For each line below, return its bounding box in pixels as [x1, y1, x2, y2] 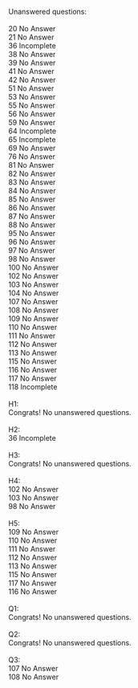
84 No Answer [8, 186, 56, 195]
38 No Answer [8, 50, 56, 59]
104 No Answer [8, 288, 59, 298]
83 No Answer [8, 177, 56, 187]
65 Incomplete [8, 135, 56, 144]
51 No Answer [8, 83, 55, 93]
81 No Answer [8, 161, 55, 169]
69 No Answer [8, 144, 56, 153]
